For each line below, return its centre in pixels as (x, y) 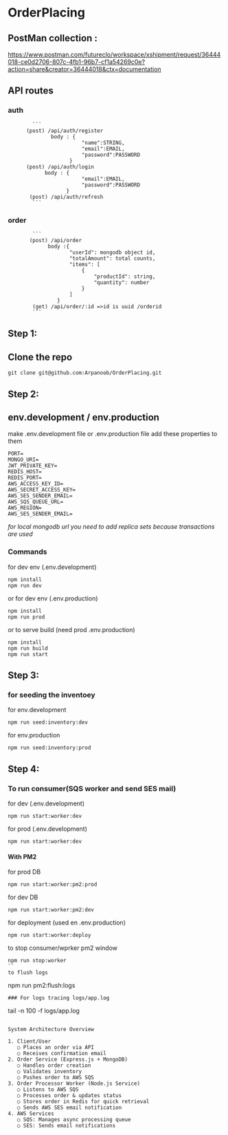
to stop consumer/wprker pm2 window (62, 948)
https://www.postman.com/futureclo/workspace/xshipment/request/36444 (114, 54)
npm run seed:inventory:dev (48, 723)
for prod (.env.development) (48, 829)
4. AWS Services (31, 1114)
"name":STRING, (103, 142)
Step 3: (24, 675)
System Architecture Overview (51, 1030)
